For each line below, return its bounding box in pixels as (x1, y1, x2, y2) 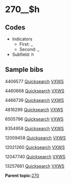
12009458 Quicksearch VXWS (5, 135, 66, 141)
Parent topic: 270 (5, 172, 40, 178)
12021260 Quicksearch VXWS (5, 144, 65, 150)
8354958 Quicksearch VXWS (5, 125, 64, 131)
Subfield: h (12, 51, 34, 57)
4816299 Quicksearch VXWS (5, 106, 63, 113)
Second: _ (19, 47, 40, 52)
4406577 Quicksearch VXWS (5, 78, 64, 84)
